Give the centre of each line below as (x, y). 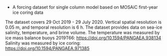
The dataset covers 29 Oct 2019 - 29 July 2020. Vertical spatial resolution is (83, 22)
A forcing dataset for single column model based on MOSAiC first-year (85, 7)
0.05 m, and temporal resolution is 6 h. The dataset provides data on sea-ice (84, 27)
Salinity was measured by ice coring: (43, 43)
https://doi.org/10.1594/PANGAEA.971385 (47, 48)
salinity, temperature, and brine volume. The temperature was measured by (83, 32)
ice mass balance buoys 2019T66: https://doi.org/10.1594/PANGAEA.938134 (83, 38)
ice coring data (28, 12)
